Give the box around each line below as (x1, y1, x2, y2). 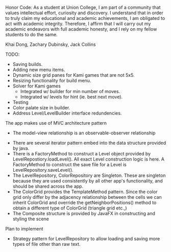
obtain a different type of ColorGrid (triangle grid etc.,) (12, 205, 127, 211)
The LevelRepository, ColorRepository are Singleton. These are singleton (12, 172, 166, 178)
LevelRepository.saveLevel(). (12, 167, 74, 173)
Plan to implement (5, 226, 43, 232)
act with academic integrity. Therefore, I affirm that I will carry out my (5, 20, 151, 27)
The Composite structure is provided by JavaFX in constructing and (12, 211, 156, 216)
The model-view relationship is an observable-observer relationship (12, 130, 156, 136)
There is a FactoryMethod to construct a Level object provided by (12, 151, 151, 156)
